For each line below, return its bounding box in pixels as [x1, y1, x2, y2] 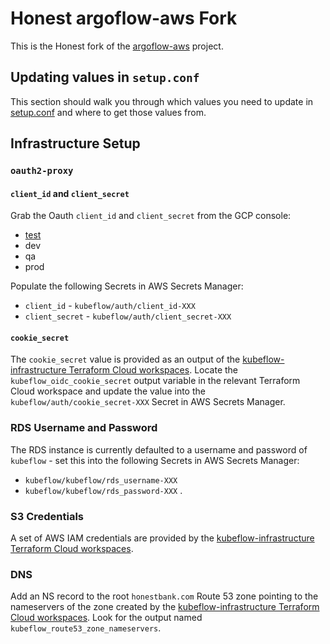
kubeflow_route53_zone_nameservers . [10, 622, 162, 634]
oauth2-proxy [10, 165, 74, 177]
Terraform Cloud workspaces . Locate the [68, 364, 238, 376]
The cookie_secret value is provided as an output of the [10, 353, 241, 366]
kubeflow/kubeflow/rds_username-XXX [24, 475, 178, 486]
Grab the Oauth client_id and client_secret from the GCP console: [10, 210, 292, 222]
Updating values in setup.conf [10, 69, 200, 86]
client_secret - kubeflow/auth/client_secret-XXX [24, 310, 232, 322]
